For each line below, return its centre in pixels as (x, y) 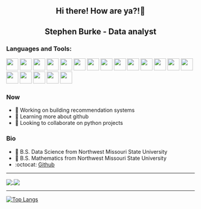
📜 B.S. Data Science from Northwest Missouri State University (91, 151)
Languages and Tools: (39, 49)
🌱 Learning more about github (52, 117)
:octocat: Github (35, 164)
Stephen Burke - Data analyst (100, 32)
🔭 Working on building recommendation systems (75, 110)
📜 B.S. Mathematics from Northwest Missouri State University (91, 158)
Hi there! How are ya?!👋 (100, 11)
